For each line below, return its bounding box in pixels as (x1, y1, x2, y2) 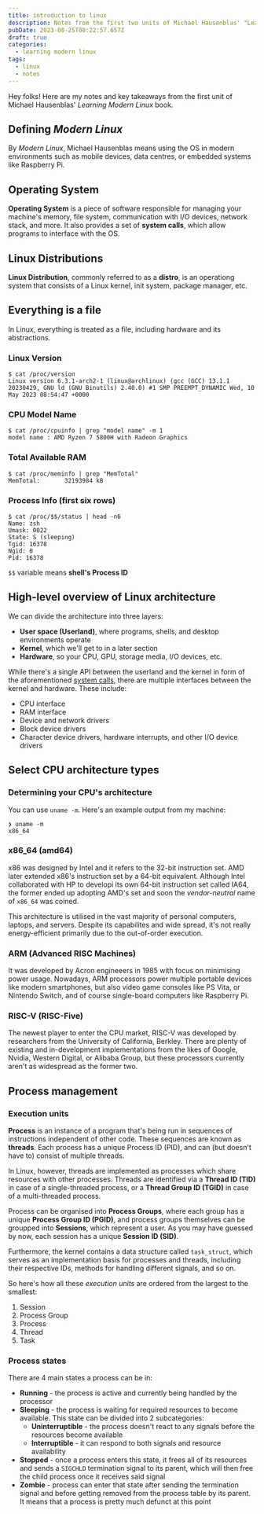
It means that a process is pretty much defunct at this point (19, 1497, 211, 1506)
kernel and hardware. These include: (8, 683, 127, 693)
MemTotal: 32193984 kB (8, 476, 104, 484)
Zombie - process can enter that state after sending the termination (19, 1480, 240, 1490)
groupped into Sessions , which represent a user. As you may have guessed (8, 1223, 254, 1233)
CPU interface (19, 699, 66, 708)
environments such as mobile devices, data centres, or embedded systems (8, 152, 251, 161)
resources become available (31, 1430, 123, 1439)
